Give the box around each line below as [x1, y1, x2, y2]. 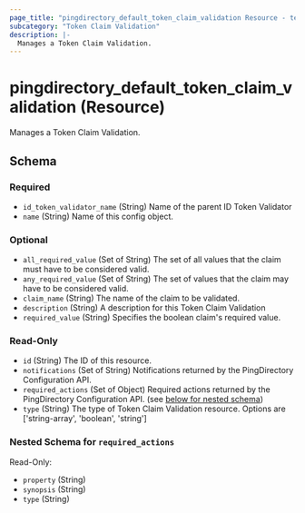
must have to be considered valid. [22, 264, 150, 275]
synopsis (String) [22, 483, 86, 495]
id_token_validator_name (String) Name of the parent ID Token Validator [22, 201, 292, 212]
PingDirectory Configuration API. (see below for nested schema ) [22, 394, 263, 405]
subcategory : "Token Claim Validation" [9, 22, 161, 31]
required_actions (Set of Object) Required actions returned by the [22, 384, 271, 395]
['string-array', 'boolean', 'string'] [22, 413, 147, 424]
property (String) [22, 474, 86, 485]
